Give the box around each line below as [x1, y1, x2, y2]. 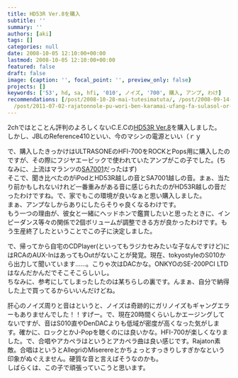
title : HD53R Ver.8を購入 [7, 10, 81, 18]
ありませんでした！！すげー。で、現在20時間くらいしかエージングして [19, 310, 225, 318]
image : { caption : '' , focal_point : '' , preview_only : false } [7, 76, 192, 84]
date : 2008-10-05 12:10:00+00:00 [7, 50, 106, 57]
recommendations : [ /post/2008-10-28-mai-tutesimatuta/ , [7, 96, 176, 104]
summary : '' [7, 23, 42, 30]
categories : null [7, 43, 59, 50]
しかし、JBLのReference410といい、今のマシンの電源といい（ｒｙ [7, 132, 202, 140]
